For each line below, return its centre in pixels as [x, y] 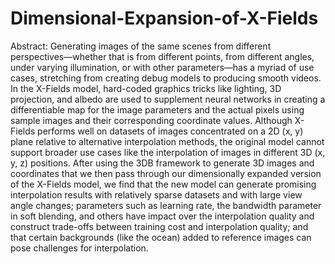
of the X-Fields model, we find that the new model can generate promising [163, 184]
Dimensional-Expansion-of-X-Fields [164, 18]
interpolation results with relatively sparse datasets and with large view [156, 194]
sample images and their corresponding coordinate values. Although [151, 120]
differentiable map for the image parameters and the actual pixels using [157, 109]
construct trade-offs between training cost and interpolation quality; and [159, 226]
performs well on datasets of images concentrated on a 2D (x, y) [170, 131]
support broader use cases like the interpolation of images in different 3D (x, [168, 152]
